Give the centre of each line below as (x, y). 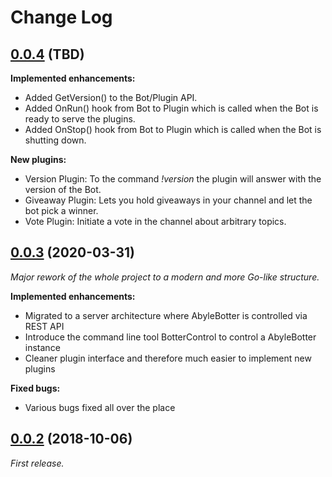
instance (42, 347)
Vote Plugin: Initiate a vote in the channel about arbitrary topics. (155, 221)
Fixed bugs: (35, 388)
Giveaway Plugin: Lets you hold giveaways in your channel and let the (168, 200)
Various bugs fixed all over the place (100, 407)
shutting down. (55, 140)
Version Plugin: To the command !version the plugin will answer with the (173, 179)
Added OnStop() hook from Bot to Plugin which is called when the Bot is (173, 129)
